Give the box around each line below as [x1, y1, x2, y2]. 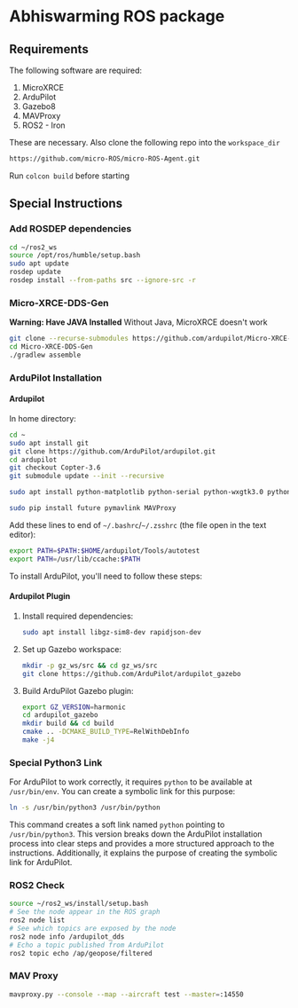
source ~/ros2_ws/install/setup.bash [9, 899, 149, 909]
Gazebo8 [21, 101, 56, 112]
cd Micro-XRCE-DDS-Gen [9, 343, 93, 351]
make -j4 [21, 736, 55, 744]
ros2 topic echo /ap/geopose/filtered [9, 949, 153, 957]
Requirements [9, 42, 89, 57]
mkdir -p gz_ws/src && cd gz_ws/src [21, 661, 158, 670]
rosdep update [9, 268, 62, 277]
